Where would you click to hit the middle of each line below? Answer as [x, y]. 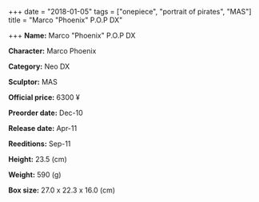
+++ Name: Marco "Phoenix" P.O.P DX [72, 36]
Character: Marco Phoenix [52, 51]
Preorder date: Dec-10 [46, 113]
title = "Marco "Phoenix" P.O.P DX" [66, 20]
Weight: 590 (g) [35, 174]
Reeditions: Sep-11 [40, 144]
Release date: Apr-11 [43, 128]
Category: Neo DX [39, 66]
